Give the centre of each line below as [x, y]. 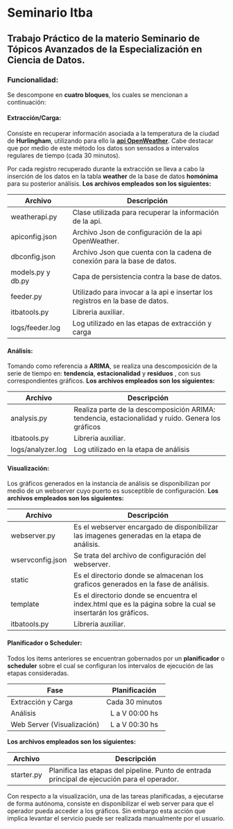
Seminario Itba [50, 13]
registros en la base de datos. [120, 301]
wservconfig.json [39, 560]
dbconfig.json [33, 256]
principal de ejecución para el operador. [114, 779]
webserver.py [33, 536]
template [25, 604]
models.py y [31, 272]
